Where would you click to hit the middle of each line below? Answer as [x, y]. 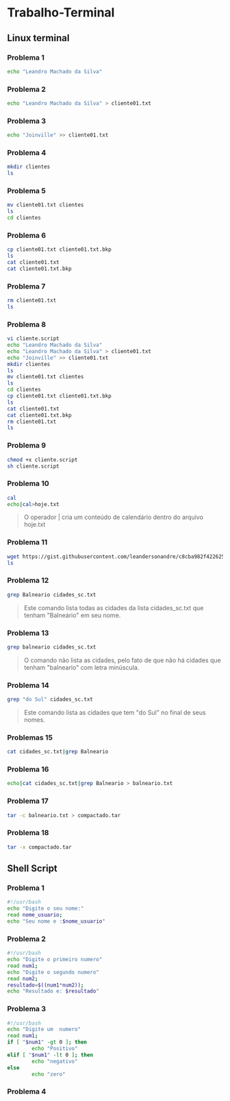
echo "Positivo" [55, 1049]
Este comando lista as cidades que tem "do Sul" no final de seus [115, 712]
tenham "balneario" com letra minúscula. [81, 667]
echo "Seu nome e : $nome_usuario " [56, 921]
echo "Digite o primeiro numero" [55, 960]
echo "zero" [49, 1074]
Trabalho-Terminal [61, 13]
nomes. [35, 719]
